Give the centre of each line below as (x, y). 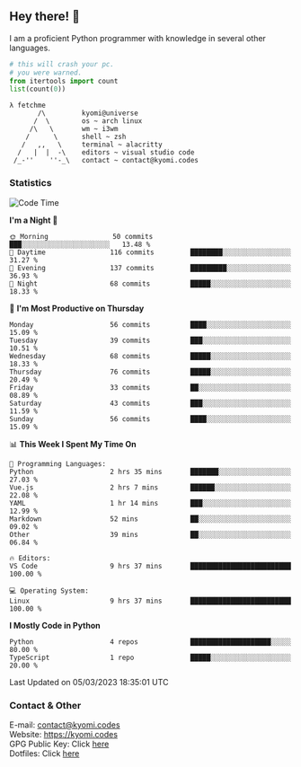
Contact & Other (45, 705)
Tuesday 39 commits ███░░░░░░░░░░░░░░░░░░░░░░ (150, 340)
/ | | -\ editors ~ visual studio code (106, 153)
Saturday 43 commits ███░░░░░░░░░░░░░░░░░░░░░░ (150, 403)
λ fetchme (28, 106)
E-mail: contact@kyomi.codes (65, 725)
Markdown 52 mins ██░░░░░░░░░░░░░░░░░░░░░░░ (150, 519)
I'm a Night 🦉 (34, 220)
